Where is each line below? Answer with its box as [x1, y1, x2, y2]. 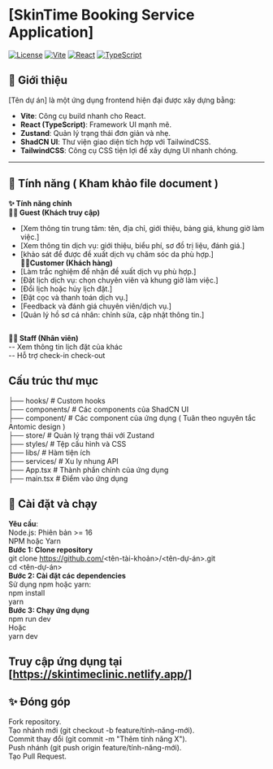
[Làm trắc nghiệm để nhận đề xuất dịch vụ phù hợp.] [19, 266, 197, 276]
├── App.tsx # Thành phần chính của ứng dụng [8, 465, 169, 474]
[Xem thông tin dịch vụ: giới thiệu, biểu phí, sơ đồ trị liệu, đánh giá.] [19, 240, 245, 250]
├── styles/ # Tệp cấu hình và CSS [8, 439, 127, 448]
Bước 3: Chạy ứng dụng [8, 605, 89, 615]
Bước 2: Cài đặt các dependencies [8, 570, 126, 580]
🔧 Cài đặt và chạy [8, 497, 97, 511]
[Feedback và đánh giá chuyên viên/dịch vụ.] [19, 301, 172, 311]
